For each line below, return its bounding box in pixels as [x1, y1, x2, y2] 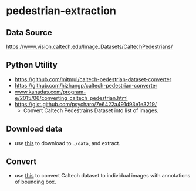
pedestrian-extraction [6, 4, 116, 18]
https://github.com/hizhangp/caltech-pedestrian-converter [14, 82, 158, 89]
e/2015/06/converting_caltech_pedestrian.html [14, 94, 128, 101]
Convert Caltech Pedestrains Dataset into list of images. [23, 107, 159, 114]
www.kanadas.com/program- [14, 88, 86, 95]
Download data [6, 124, 63, 134]
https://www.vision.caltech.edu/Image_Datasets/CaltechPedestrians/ [6, 43, 173, 50]
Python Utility [6, 60, 58, 70]
